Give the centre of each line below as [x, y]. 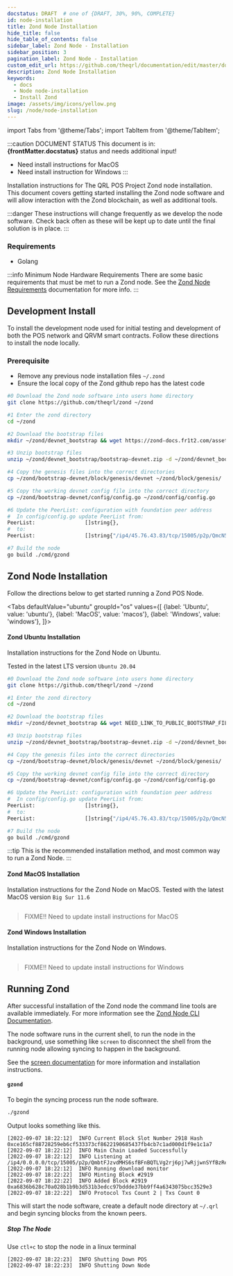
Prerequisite [28, 360]
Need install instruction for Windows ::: [72, 171]
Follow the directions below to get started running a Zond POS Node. [106, 593]
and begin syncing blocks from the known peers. [77, 1213]
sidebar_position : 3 [37, 53]
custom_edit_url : [32, 65]
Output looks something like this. [54, 1125]
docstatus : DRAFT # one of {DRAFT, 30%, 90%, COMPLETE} [91, 14]
